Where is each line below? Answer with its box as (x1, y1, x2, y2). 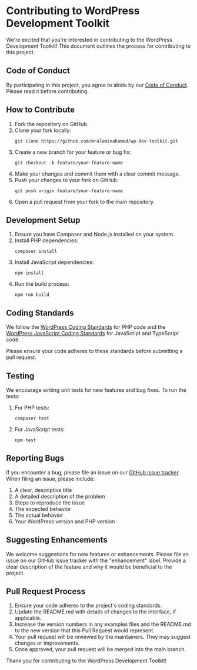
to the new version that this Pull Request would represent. (14, 627, 155, 634)
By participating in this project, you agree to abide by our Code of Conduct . (6, 81, 189, 88)
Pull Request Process (6, 586, 86, 596)
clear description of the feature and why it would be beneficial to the (6, 563, 172, 570)
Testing (6, 371, 35, 381)
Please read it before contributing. (6, 87, 89, 95)
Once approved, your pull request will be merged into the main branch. (14, 646, 186, 653)
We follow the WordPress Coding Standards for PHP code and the (6, 324, 166, 331)
